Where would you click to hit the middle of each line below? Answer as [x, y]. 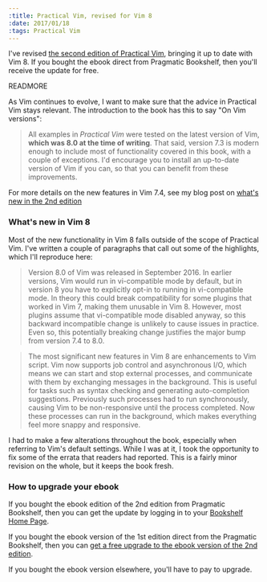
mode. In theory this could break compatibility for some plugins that [140, 297]
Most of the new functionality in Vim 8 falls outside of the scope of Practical [133, 240]
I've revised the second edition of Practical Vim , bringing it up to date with [131, 54]
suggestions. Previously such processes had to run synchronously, [139, 399]
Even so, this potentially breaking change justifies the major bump [137, 332]
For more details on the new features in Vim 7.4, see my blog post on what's [133, 193]
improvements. [53, 177]
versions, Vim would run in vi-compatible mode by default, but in [135, 281]
